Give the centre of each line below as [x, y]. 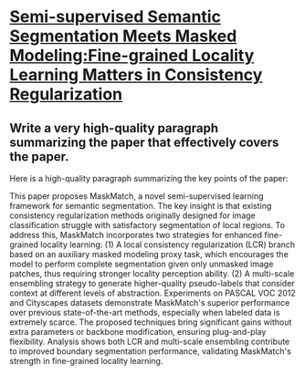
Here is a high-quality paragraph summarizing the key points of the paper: [149, 178]
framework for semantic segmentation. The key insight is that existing [141, 206]
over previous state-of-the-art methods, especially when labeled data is [145, 312]
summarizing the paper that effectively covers [144, 142]
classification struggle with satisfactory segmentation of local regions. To [147, 225]
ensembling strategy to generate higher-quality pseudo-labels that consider [152, 283]
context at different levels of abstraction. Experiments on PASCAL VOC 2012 [153, 293]
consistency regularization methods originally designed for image [132, 215]
